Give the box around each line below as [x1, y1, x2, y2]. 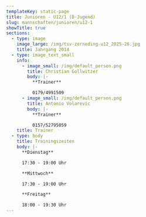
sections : [6, 30, 30, 36]
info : [16, 57, 30, 63]
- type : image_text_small [11, 52, 75, 58]
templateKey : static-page [6, 8, 69, 15]
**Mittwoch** [21, 170, 54, 176]
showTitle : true [6, 25, 46, 31]
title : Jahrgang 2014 [16, 47, 69, 53]
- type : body [11, 133, 43, 139]
